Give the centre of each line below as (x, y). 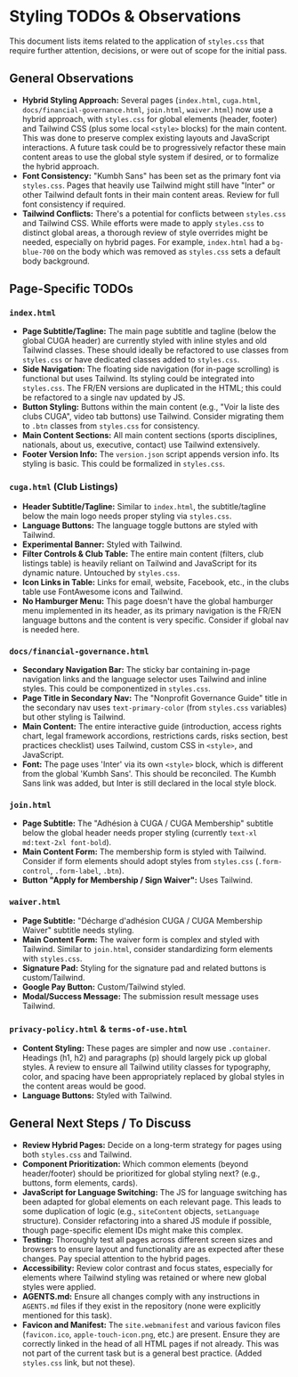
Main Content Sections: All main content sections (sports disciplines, (149, 436)
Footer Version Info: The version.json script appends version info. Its (151, 454)
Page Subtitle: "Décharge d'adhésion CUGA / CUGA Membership (142, 920)
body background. (56, 261)
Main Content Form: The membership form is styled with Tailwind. (144, 851)
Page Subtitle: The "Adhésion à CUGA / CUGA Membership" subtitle (148, 823)
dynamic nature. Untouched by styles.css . (101, 573)
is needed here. (51, 629)
